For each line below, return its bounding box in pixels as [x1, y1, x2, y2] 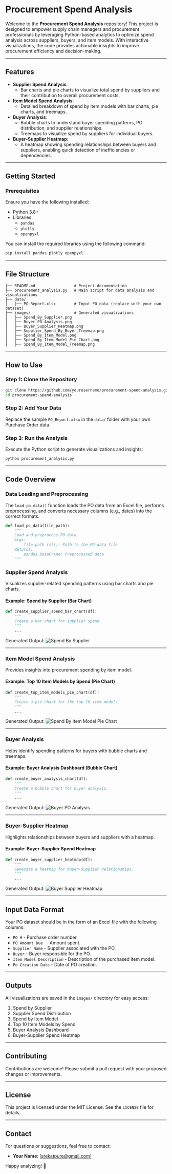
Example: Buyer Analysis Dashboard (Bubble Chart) [5, 765, 118, 771]
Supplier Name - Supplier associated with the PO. [12, 945, 116, 952]
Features [5, 68, 34, 77]
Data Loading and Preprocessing [5, 491, 89, 498]
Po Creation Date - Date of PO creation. [12, 962, 97, 968]
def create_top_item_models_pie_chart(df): [5, 690, 100, 695]
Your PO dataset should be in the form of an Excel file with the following [5, 919, 157, 925]
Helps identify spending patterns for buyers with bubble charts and [5, 748, 147, 754]
